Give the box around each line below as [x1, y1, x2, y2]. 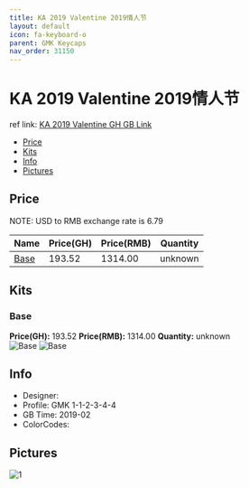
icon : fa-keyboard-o [9, 30, 88, 39]
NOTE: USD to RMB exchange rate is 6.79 [9, 215, 164, 226]
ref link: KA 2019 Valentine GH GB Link [9, 119, 152, 130]
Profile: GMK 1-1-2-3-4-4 [22, 399, 116, 411]
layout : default [9, 22, 70, 31]
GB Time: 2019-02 [22, 409, 91, 420]
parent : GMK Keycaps [9, 38, 88, 48]
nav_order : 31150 [9, 47, 75, 56]
